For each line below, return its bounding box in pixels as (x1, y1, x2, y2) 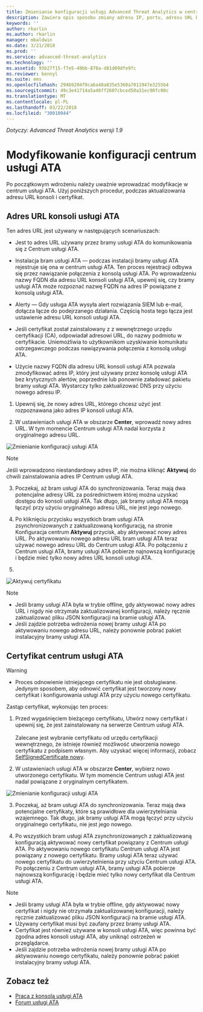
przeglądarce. (14, 939, 50, 947)
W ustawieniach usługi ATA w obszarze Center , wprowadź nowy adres (14, 419, 192, 426)
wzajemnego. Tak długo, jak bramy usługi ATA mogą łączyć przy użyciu (14, 814, 193, 821)
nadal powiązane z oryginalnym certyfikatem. (14, 778, 129, 785)
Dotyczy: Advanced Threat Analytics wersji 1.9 (6, 126, 123, 134)
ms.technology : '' (6, 59, 53, 65)
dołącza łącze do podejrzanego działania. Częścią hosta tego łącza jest (14, 307, 193, 315)
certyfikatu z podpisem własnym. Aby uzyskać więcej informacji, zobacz (14, 746, 196, 754)
